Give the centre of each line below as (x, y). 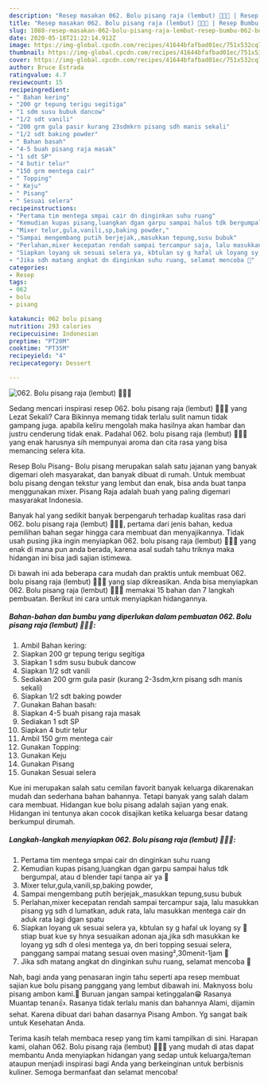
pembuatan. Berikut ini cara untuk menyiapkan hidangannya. (108, 598)
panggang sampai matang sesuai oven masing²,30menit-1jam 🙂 (125, 953)
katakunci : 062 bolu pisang (56, 319)
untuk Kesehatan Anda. (47, 1022)
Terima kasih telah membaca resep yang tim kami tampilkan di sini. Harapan (134, 1038)
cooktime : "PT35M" (39, 349)
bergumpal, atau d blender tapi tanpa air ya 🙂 (95, 876)
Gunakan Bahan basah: (58, 704)
